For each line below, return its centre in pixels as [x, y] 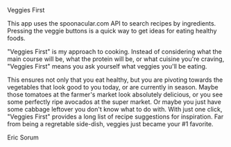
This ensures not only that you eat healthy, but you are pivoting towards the [115, 80]
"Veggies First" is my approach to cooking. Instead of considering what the [114, 52]
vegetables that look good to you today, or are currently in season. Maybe [113, 87]
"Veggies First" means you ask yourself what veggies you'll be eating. [107, 66]
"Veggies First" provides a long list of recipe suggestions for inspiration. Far [115, 116]
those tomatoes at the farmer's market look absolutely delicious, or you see [115, 94]
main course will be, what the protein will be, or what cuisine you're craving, [116, 59]
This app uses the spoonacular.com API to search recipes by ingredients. [112, 23]
